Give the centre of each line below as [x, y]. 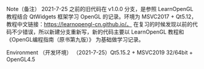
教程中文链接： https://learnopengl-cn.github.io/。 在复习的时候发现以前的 [100, 24]
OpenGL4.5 [21, 59]
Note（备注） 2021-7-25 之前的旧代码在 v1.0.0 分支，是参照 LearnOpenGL [100, 9]
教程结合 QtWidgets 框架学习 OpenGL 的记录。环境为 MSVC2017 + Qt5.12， [102, 16]
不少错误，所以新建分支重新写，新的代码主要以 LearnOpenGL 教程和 [98, 32]
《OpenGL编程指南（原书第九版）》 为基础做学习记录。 [75, 39]
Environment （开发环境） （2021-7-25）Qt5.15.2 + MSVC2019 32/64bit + [100, 53]
